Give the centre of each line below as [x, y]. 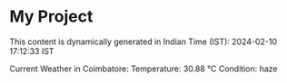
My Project [51, 17]
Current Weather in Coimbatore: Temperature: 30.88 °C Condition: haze [143, 69]
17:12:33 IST [32, 51]
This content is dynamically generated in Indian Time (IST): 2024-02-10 [143, 41]
